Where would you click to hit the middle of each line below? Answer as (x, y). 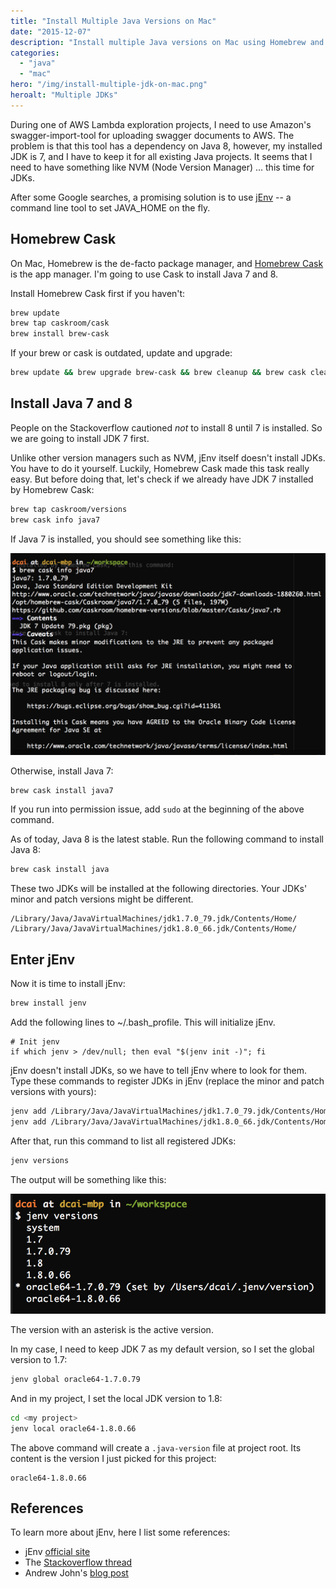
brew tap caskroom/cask (60, 323)
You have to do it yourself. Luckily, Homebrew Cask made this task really (160, 468)
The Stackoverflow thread (78, 1562)
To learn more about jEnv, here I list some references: (120, 1532)
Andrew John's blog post (76, 1573)
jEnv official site (57, 1552)
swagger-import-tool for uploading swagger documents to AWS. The (152, 135)
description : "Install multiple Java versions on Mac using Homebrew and (167, 42)
